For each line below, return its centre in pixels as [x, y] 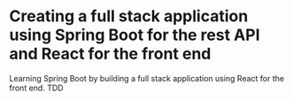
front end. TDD [36, 88]
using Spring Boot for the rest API [135, 35]
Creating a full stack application [129, 16]
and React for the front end [110, 54]
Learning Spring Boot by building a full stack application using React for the [147, 78]
